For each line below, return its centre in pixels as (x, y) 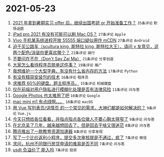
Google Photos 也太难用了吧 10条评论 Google (56, 95)
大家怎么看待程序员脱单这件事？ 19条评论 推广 (57, 65)
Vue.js (24, 113)
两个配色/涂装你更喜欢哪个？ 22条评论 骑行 (54, 52)
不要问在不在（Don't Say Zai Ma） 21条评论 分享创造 (63, 58)
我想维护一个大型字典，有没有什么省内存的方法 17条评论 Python (75, 71)
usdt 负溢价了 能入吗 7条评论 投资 (45, 150)
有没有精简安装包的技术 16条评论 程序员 (51, 77)
